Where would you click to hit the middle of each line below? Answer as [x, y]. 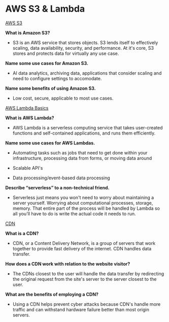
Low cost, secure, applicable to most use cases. [63, 98]
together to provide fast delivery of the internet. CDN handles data [82, 248]
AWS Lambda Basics [27, 108]
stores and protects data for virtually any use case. [66, 53]
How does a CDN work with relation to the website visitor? [68, 264]
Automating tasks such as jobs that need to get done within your [80, 152]
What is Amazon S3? [28, 33]
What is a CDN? [22, 233]
